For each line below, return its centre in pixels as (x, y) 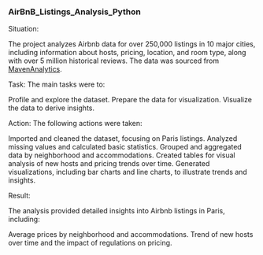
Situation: (24, 29)
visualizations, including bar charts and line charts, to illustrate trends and (128, 172)
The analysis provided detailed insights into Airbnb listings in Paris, (117, 211)
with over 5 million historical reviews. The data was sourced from (113, 61)
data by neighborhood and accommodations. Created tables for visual (122, 155)
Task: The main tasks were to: (57, 84)
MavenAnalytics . (35, 69)
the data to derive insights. (52, 108)
